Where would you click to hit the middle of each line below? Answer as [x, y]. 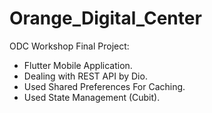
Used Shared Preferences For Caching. [104, 86]
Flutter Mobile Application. [78, 65]
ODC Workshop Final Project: [69, 46]
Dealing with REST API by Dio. [85, 76]
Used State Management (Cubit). [92, 97]
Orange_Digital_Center [105, 18]
